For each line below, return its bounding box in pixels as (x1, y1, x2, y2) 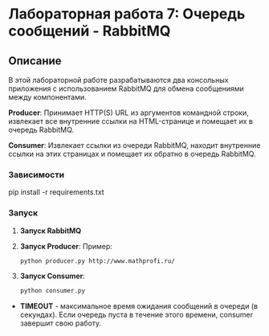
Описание (8, 54, 62, 68)
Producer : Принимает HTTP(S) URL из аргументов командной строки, (8, 108, 249, 117)
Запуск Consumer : (19, 271, 86, 281)
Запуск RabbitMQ (19, 226, 82, 236)
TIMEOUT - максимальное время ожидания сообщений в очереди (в (19, 301, 259, 311)
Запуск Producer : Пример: (19, 241, 112, 251)
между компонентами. (8, 92, 87, 101)
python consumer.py (19, 287, 86, 295)
